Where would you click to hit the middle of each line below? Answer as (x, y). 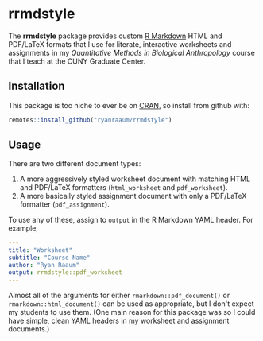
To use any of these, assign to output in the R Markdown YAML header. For (131, 220)
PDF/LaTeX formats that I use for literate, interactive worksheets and (120, 44)
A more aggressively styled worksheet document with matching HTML (135, 179)
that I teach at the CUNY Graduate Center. (77, 61)
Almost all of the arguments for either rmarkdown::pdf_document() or (119, 295)
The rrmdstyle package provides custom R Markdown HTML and (115, 36)
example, (23, 228)
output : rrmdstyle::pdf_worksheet (66, 272)
